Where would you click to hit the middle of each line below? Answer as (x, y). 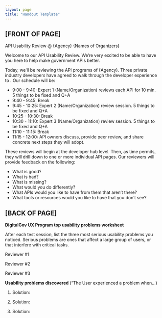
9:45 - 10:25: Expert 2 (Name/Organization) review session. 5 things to (83, 106)
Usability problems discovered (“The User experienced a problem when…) (81, 283)
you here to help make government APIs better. (53, 61)
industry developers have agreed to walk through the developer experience (81, 75)
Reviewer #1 (17, 254)
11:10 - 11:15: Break (31, 132)
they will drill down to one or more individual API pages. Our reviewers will (80, 157)
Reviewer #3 (18, 273)
